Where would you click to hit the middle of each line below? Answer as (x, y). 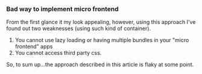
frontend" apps (34, 46)
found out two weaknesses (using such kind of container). (79, 28)
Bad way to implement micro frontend (62, 9)
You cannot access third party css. (58, 53)
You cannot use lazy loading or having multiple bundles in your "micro (102, 40)
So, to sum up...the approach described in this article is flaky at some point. (100, 64)
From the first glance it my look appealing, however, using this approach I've (101, 22)
